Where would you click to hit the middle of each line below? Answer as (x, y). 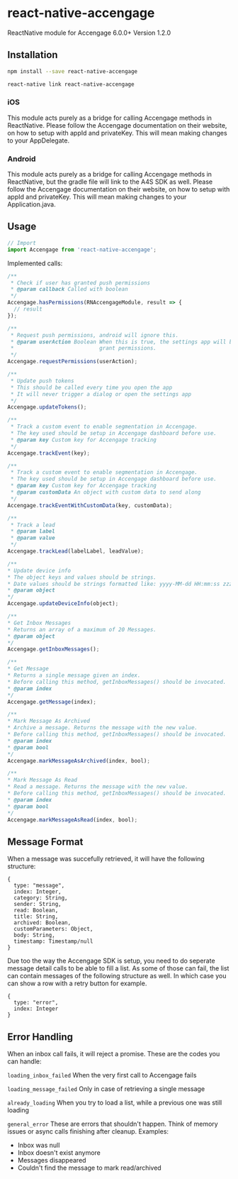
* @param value (33, 538)
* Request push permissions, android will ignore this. (95, 335)
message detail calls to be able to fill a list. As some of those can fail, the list (118, 968)
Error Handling (40, 1037)
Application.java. (32, 204)
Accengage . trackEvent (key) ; (49, 453)
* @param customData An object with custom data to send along (106, 492)
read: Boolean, (36, 910)
